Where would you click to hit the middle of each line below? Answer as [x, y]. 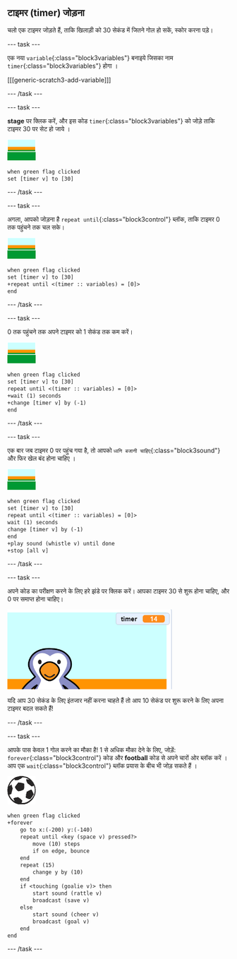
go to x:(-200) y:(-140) [56, 830]
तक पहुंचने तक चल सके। [36, 227]
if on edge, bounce [61, 851]
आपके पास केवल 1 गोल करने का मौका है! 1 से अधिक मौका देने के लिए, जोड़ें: [92, 749]
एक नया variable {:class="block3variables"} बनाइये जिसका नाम [90, 58]
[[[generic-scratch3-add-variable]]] [59, 80]
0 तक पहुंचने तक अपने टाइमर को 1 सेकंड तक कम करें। [70, 332]
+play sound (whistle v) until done [61, 543]
